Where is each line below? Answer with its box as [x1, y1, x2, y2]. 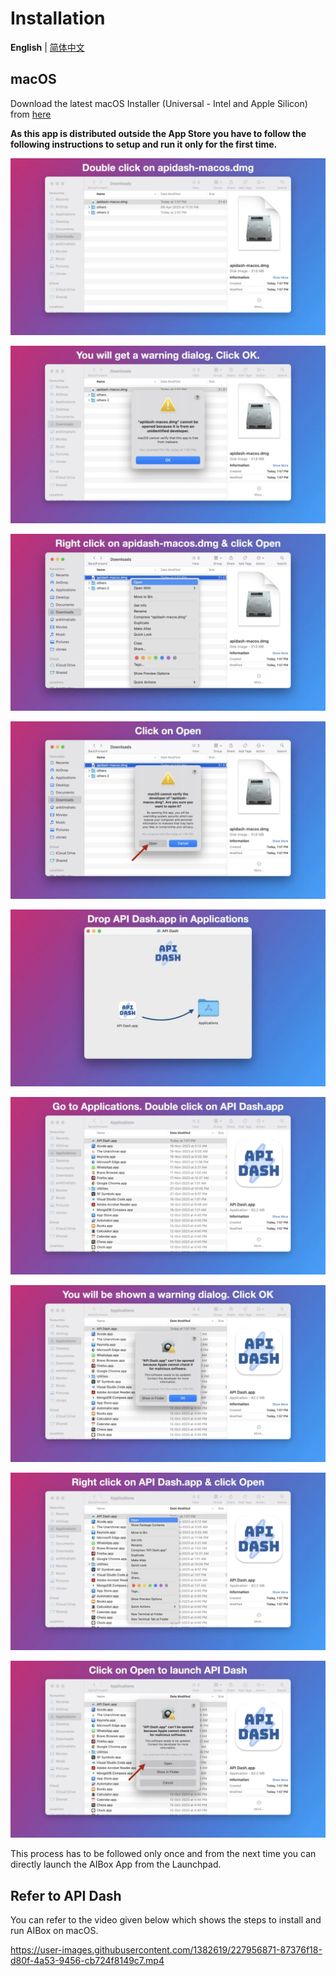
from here [10, 108, 52, 120]
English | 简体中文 [10, 41, 85, 53]
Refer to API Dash [10, 1887, 122, 1904]
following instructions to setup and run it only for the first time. [10, 138, 278, 150]
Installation [10, 7, 106, 30]
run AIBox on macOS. [10, 1925, 99, 1937]
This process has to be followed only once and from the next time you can [10, 1848, 317, 1860]
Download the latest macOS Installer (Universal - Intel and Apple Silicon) [10, 97, 308, 109]
